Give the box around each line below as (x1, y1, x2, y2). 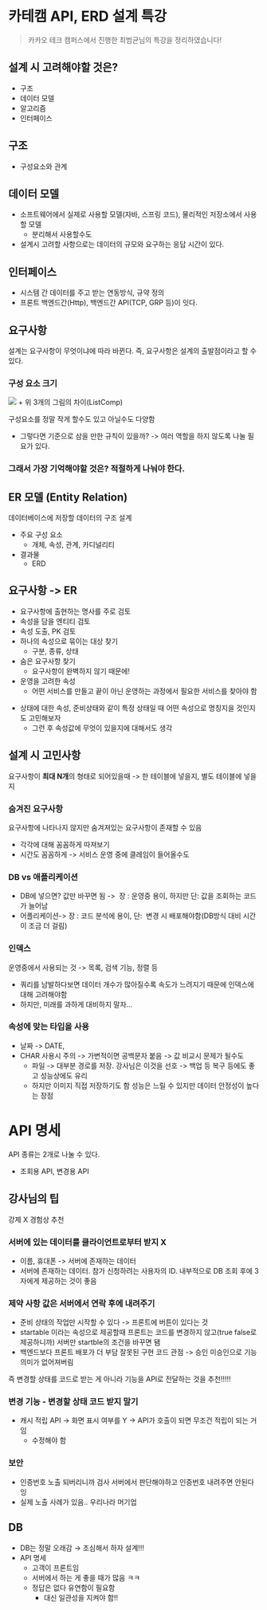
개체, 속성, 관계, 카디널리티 (31, 540, 116, 550)
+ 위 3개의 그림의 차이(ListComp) (18, 398, 124, 407)
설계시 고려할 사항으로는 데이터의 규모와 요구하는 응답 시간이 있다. (19, 240, 225, 249)
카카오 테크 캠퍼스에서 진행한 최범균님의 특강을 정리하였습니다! (27, 35, 222, 45)
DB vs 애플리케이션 (8, 871, 78, 882)
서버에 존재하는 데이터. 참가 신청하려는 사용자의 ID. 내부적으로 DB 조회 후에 (19, 1266, 253, 1275)
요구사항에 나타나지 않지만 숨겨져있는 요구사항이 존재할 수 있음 (8, 823, 202, 832)
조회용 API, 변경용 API (19, 1166, 89, 1176)
